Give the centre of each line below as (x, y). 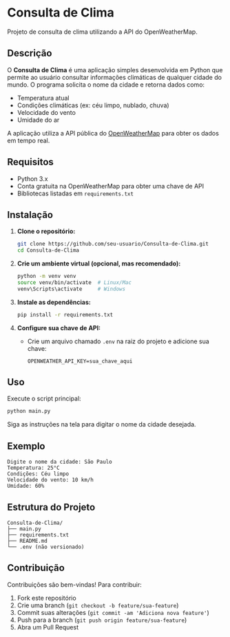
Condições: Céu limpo (38, 474)
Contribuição (36, 568)
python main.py (29, 411)
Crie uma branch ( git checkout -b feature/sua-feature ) (98, 605)
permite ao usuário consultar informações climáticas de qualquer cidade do (115, 77)
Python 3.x (32, 179)
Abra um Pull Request (48, 627)
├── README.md (28, 541)
